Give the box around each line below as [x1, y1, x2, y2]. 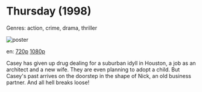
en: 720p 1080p [6, 47, 45, 55]
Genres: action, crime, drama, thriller [6, 24, 98, 31]
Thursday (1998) [6, 4, 92, 18]
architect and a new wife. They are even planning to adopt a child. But [6, 65, 180, 73]
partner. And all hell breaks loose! [6, 79, 90, 86]
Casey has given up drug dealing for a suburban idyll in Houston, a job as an [6, 59, 196, 67]
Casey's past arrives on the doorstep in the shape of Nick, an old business [6, 72, 192, 79]
